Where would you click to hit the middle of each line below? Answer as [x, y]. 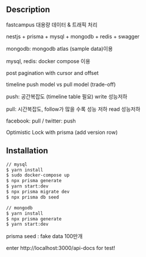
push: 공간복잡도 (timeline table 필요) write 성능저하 [67, 96]
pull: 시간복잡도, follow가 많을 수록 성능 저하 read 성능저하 [73, 109]
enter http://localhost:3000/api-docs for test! [61, 248]
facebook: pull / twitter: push [41, 121]
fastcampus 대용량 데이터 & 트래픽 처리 [52, 24]
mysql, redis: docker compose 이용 [48, 61]
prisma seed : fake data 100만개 [44, 236]
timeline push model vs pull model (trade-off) [61, 84]
